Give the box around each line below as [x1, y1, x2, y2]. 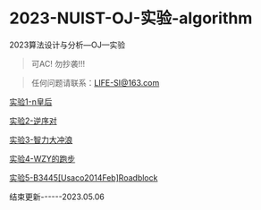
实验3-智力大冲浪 [9, 134, 73, 145]
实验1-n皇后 [9, 96, 53, 107]
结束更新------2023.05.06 [9, 191, 105, 202]
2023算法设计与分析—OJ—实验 [9, 39, 126, 50]
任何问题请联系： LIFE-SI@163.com [30, 77, 160, 88]
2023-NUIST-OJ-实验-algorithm [9, 8, 253, 29]
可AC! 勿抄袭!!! [30, 58, 86, 69]
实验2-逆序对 [9, 115, 57, 126]
